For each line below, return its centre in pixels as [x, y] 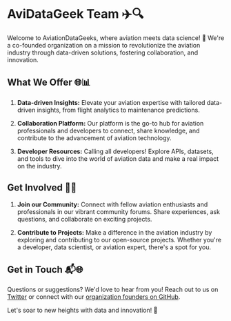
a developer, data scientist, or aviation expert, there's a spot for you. [114, 247]
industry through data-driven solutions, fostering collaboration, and [103, 52]
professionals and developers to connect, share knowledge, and [108, 130]
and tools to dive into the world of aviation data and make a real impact [118, 158]
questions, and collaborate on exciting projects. [84, 219]
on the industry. [39, 166]
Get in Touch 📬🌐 [45, 270]
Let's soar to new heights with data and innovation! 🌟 [82, 310]
